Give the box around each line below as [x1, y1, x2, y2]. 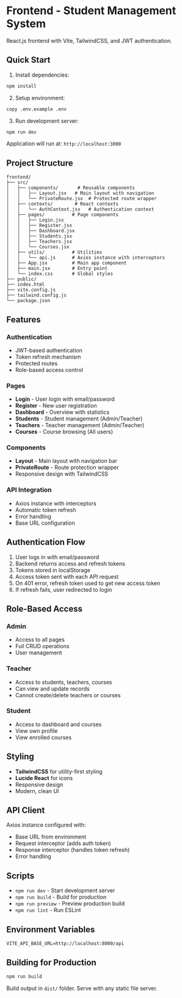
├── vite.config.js [6, 287, 56, 293]
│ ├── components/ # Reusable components [6, 185, 136, 191]
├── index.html [6, 282, 45, 288]
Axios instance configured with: [6, 821, 86, 829]
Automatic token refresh [15, 506, 76, 513]
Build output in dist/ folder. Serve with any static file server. [6, 984, 158, 992]
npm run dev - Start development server [15, 887, 115, 894]
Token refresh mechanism [15, 353, 81, 360]
